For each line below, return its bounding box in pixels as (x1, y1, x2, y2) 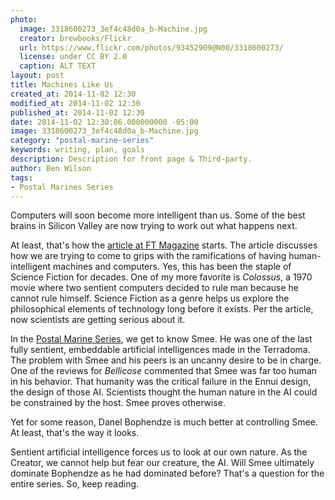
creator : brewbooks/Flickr (19, 33, 132, 43)
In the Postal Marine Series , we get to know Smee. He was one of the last (10, 333, 313, 345)
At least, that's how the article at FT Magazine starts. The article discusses (10, 239, 318, 251)
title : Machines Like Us (10, 80, 114, 90)
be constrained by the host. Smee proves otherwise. (10, 397, 227, 409)
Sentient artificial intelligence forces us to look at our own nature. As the (10, 446, 308, 458)
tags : (10, 172, 33, 183)
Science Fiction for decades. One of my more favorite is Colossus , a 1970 (10, 271, 313, 283)
